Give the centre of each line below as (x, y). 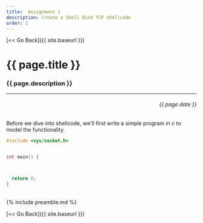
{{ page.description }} (39, 83)
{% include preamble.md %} (42, 202)
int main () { (23, 157)
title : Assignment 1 (34, 12)
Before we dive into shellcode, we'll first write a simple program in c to (94, 123)
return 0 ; (24, 178)
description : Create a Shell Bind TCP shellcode (69, 18)
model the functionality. (36, 130)
